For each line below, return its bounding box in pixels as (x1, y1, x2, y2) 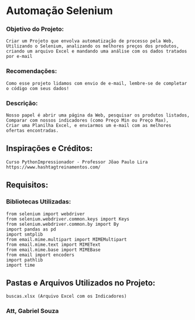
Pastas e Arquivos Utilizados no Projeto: (6, 278, 156, 288)
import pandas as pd (6, 226, 57, 232)
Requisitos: (6, 180, 49, 190)
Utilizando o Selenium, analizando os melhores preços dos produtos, (6, 43, 180, 49)
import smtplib (6, 231, 43, 238)
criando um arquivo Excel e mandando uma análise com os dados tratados (6, 49, 187, 54)
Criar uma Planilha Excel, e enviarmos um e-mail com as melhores (6, 123, 172, 129)
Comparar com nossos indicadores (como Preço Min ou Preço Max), (6, 118, 169, 123)
